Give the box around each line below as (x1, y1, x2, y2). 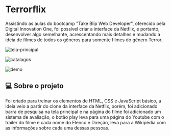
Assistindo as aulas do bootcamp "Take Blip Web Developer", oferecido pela (5, 20, 166, 26)
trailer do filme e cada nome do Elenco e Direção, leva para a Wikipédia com (5, 119, 166, 125)
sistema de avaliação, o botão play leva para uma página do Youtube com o (5, 114, 164, 120)
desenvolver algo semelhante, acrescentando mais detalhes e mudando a (5, 31, 161, 37)
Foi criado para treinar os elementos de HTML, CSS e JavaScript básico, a (5, 98, 162, 104)
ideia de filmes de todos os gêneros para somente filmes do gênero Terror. (5, 37, 163, 43)
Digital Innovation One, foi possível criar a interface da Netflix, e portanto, (5, 25, 160, 32)
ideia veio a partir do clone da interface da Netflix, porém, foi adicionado (5, 103, 158, 109)
